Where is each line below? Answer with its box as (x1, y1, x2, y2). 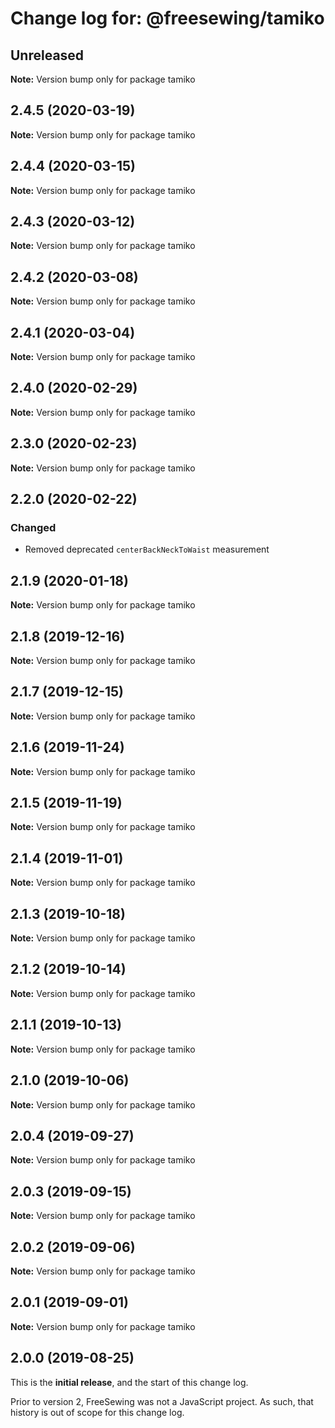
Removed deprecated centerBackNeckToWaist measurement (24, 543, 270, 556)
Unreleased (10, 47, 85, 64)
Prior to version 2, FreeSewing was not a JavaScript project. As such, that (10, 1395, 314, 1407)
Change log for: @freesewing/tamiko (10, 7, 325, 30)
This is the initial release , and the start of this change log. (10, 1376, 249, 1388)
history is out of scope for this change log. (10, 1406, 185, 1418)
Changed (10, 521, 57, 534)
